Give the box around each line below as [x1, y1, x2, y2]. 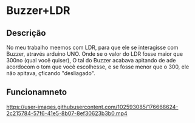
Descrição [6, 28, 46, 38]
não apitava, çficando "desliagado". [6, 70, 95, 76]
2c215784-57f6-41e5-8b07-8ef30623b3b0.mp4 [6, 110, 128, 117]
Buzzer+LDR [6, 4, 70, 18]
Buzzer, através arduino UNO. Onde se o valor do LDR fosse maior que [6, 50, 183, 58]
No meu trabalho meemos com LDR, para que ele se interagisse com [6, 44, 179, 51]
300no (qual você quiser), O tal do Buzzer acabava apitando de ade [6, 57, 176, 64]
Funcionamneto [6, 87, 67, 98]
